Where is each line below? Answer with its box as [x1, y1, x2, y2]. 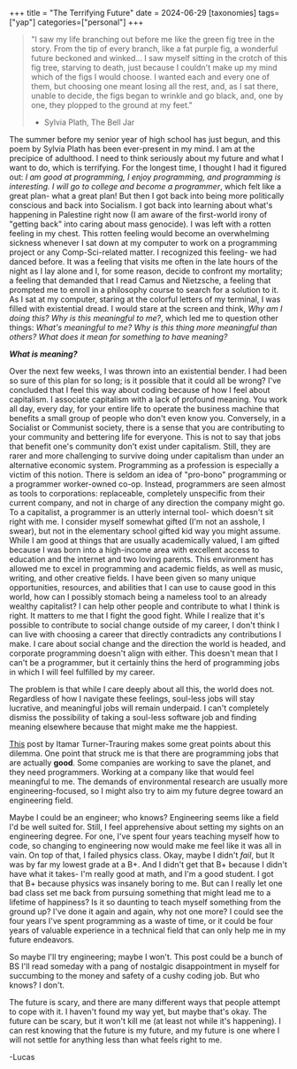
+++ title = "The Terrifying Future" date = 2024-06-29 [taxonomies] [9, 8, 257, 18]
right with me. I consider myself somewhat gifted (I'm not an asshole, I [9, 517, 265, 527]
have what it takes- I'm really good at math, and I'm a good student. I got [9, 869, 274, 879]
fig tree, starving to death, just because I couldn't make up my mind [30, 62, 278, 73]
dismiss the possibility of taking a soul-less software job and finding [9, 712, 257, 722]
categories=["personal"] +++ [37, 17, 144, 27]
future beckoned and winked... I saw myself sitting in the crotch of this [30, 53, 287, 63]
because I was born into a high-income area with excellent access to [9, 544, 260, 555]
